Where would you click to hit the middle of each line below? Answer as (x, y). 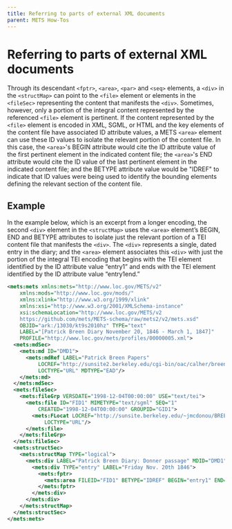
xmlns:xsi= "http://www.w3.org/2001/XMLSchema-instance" (102, 306)
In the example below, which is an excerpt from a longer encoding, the (107, 223)
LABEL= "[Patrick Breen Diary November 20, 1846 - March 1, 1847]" (117, 332)
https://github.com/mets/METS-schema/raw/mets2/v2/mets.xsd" (109, 319)
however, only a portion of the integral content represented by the (101, 110)
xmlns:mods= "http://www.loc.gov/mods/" (77, 293)
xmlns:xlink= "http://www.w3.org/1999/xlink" (85, 300)
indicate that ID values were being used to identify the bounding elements (112, 177)
